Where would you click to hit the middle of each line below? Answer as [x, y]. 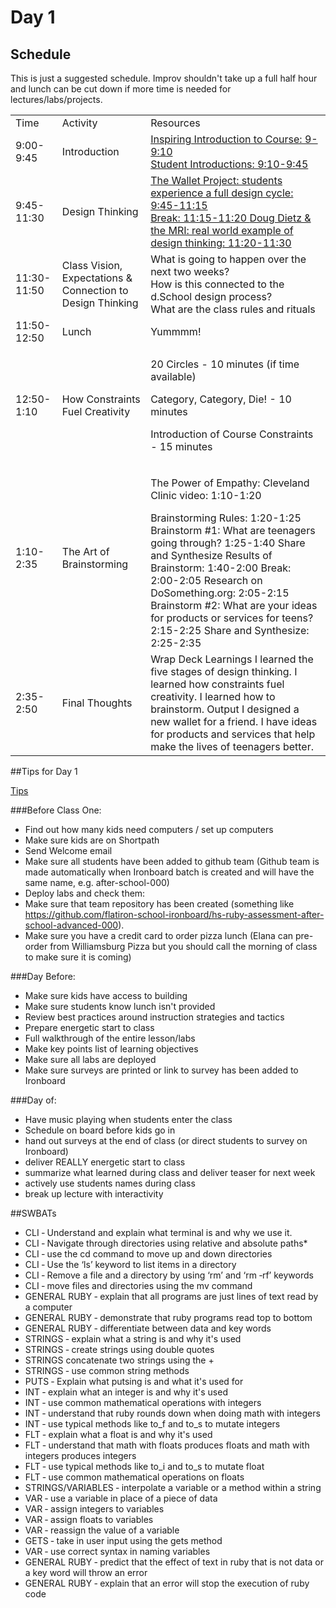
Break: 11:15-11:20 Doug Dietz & [231, 218]
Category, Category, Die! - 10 [221, 399]
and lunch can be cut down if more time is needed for [121, 89]
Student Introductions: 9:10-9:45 [229, 164]
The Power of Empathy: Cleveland [230, 483]
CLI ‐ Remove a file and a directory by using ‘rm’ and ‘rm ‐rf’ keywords [169, 1275]
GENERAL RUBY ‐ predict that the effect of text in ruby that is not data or [174, 1562]
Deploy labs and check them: [85, 893]
